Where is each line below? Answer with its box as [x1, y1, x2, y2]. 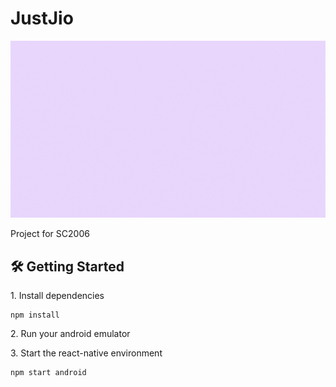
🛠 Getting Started [10, 258, 125, 275]
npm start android [10, 368, 87, 378]
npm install [10, 310, 60, 321]
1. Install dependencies [10, 290, 105, 302]
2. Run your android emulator [10, 328, 131, 340]
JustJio [10, 7, 74, 30]
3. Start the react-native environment [10, 347, 163, 359]
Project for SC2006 [10, 228, 90, 240]
